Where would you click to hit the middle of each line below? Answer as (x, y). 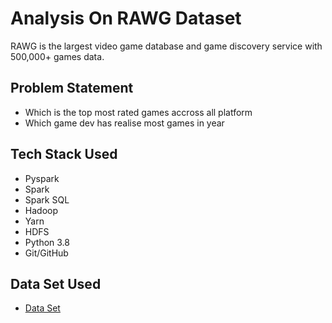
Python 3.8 (47, 242)
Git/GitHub (46, 253)
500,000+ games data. (57, 56)
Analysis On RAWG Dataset (126, 18)
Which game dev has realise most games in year (124, 123)
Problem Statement (72, 88)
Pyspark (42, 178)
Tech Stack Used (64, 154)
